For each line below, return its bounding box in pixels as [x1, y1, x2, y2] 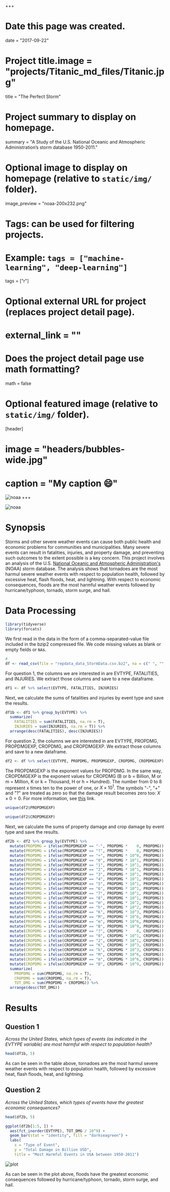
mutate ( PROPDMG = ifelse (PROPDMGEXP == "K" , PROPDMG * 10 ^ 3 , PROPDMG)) [10, 910, 164, 915]
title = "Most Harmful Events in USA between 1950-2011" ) [14, 1152, 139, 1157]
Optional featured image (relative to [5, 398, 158, 410]
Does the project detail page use [5, 353, 144, 365]
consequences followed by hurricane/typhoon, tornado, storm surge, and [5, 1176, 158, 1182]
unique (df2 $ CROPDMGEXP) [5, 814, 56, 820]
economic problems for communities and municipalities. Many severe [5, 544, 150, 550]
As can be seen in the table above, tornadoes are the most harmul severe [5, 1061, 158, 1067]
